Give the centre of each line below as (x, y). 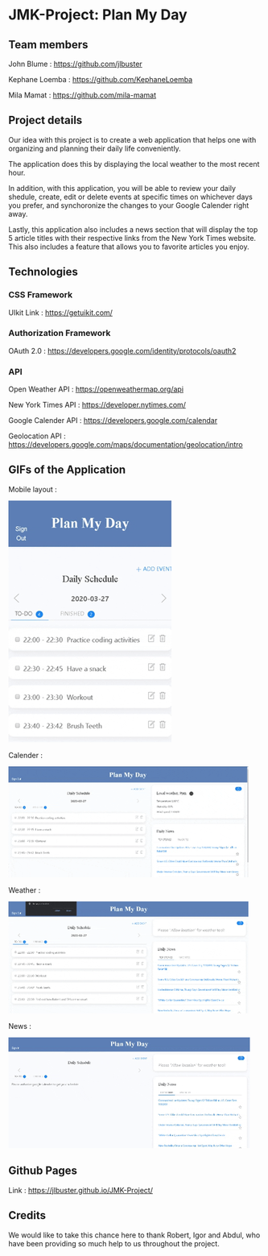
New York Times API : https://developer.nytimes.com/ (97, 405)
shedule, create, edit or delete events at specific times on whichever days (131, 197)
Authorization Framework (60, 334)
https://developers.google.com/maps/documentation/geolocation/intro (126, 445)
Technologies (43, 272)
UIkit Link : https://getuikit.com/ (60, 313)
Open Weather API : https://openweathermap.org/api (96, 389)
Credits (27, 1215)
